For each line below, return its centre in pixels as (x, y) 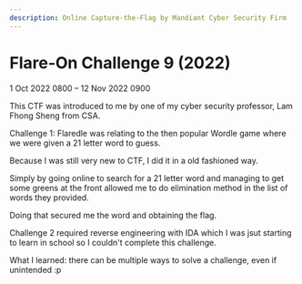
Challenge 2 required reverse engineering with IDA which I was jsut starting (151, 232)
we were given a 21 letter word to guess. (85, 143)
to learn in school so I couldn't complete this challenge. (113, 242)
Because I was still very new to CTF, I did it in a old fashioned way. (134, 160)
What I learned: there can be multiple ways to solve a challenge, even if (143, 259)
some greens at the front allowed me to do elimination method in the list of (149, 188)
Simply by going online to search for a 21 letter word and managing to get (147, 177)
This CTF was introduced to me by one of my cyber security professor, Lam (151, 106)
